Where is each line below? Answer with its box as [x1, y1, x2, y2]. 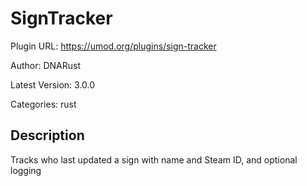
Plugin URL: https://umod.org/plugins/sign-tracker [10, 40, 217, 52]
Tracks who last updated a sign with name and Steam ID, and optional [10, 153, 298, 166]
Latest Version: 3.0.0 [10, 78, 96, 91]
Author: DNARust [10, 59, 81, 71]
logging [10, 164, 42, 176]
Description [10, 127, 85, 144]
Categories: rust [10, 98, 77, 110]
